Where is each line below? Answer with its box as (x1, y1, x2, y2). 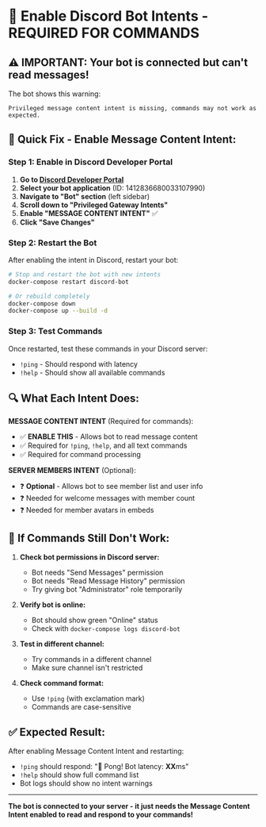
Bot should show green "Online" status (31, 615, 158, 625)
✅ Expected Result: (8, 725, 105, 739)
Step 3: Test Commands (8, 325, 103, 337)
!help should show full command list (19, 770, 139, 780)
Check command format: (19, 679, 104, 688)
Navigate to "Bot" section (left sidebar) (19, 191, 150, 201)
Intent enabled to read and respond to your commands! (8, 810, 194, 820)
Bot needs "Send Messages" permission (31, 567, 164, 578)
